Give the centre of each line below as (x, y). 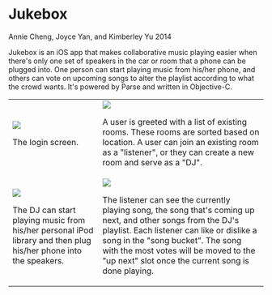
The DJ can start (44, 210)
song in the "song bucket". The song (172, 240)
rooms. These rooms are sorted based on (181, 132)
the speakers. (38, 260)
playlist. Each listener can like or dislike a (180, 230)
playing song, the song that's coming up (178, 210)
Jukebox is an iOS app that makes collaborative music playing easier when (133, 52)
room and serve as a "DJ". (152, 162)
